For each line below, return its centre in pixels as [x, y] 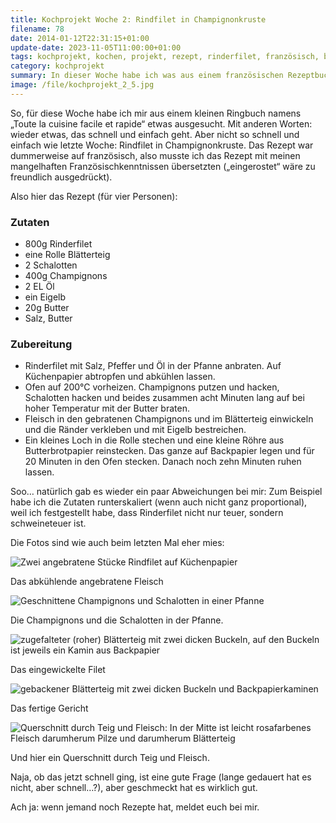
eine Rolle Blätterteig [67, 255]
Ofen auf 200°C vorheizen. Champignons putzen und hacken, [152, 387]
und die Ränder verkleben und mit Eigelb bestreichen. [135, 430]
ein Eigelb [45, 297]
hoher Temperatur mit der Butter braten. [107, 408]
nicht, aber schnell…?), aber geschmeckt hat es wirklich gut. [134, 788]
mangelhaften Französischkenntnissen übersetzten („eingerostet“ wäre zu [163, 166]
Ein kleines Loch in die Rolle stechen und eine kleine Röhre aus [154, 440]
